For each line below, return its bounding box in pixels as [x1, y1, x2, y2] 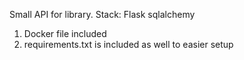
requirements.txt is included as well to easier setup [23, 39, 234, 50]
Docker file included [23, 28, 107, 39]
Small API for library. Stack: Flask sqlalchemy [9, 9, 196, 20]
